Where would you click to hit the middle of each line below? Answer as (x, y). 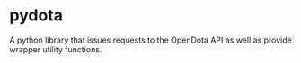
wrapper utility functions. (56, 49)
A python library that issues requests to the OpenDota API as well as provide (150, 40)
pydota (36, 16)
